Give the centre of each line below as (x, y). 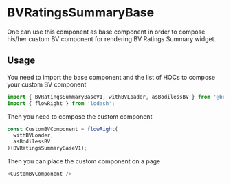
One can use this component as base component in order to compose (106, 32)
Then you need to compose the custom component (80, 116)
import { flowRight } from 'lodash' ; (61, 103)
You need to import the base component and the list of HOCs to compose (111, 77)
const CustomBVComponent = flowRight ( (63, 129)
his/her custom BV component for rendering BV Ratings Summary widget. (112, 38)
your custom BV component (47, 84)
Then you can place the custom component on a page (84, 161)
